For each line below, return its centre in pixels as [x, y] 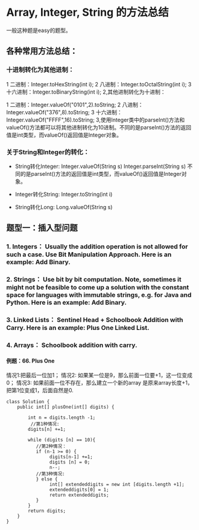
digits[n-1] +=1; [71, 457]
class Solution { [28, 402]
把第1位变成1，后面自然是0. [40, 390]
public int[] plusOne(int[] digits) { [66, 407]
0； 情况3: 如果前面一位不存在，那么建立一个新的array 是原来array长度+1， [99, 383]
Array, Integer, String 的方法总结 [87, 12]
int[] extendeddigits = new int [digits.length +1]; [117, 485]
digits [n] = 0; [70, 462]
